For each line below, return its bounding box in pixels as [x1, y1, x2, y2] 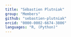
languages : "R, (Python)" [5, 25, 58, 30]
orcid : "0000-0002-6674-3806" [5, 20, 67, 25]
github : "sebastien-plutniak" [5, 16, 67, 21]
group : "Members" [5, 12, 41, 16]
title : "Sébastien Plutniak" [5, 7, 65, 12]
